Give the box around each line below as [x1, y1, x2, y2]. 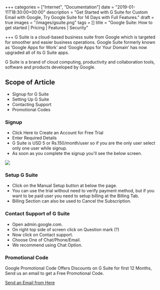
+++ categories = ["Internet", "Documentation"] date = [5, 4, 114, 10]
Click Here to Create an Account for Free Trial [12, 130, 103, 136]
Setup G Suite [5, 172, 38, 179]
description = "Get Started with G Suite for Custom [47, 9, 148, 15]
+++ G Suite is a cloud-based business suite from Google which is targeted [5, 34, 156, 40]
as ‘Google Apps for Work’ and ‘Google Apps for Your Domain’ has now [5, 45, 147, 50]
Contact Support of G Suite [5, 210, 70, 217]
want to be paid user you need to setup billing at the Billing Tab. [12, 193, 140, 199]
